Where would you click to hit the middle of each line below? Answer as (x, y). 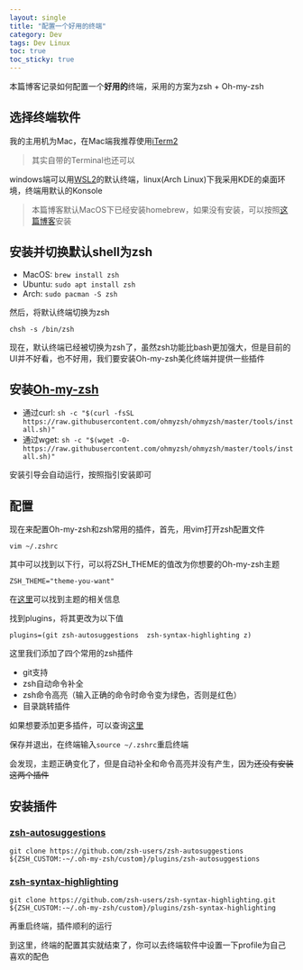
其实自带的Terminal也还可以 (83, 160)
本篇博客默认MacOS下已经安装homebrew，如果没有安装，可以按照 (156, 209)
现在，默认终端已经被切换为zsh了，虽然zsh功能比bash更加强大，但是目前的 (150, 347)
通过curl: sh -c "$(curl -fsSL (78, 413)
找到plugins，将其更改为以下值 (66, 618)
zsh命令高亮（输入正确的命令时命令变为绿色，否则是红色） (132, 695)
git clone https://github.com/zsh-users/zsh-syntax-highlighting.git (143, 901)
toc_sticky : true (42, 59)
